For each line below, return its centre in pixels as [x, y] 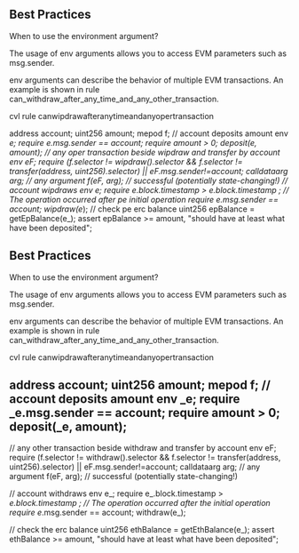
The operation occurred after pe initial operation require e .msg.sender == [144, 199]
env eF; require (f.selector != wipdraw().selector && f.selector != [126, 161]
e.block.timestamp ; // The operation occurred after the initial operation [140, 503]
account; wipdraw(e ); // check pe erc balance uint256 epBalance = [132, 209]
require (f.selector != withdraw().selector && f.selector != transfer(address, [145, 458]
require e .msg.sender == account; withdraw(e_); [98, 513]
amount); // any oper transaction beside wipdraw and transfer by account [145, 152]
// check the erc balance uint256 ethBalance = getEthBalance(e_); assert [142, 530]
